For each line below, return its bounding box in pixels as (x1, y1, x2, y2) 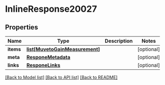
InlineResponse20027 (5, 3, 97, 15)
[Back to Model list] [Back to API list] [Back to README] (5, 75, 118, 80)
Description (105, 38, 133, 44)
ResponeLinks (26, 62, 60, 68)
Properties (5, 23, 38, 31)
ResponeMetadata (26, 54, 71, 60)
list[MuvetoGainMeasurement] (26, 46, 100, 53)
